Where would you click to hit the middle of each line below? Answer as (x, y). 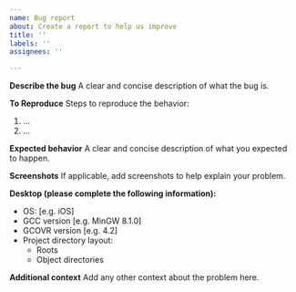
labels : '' (30, 43)
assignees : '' (36, 52)
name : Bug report (42, 18)
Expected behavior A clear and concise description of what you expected (148, 149)
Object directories (70, 260)
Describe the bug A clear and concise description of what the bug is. (139, 86)
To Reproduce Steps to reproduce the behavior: (99, 104)
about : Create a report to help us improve (93, 26)
